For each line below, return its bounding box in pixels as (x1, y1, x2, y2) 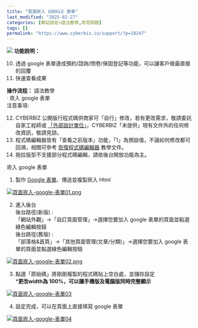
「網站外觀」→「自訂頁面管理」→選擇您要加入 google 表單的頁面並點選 (15, 216, 190, 223)
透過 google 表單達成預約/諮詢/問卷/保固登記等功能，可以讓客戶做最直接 (15, 60, 191, 67)
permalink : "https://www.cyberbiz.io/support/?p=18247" (6, 31, 147, 37)
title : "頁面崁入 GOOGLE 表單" (6, 8, 78, 15)
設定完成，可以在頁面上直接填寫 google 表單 (15, 303, 123, 310)
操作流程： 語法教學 (6, 87, 55, 94)
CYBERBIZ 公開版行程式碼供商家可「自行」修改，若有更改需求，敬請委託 (15, 114, 192, 121)
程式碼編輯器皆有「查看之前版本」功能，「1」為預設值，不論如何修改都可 (15, 137, 191, 144)
